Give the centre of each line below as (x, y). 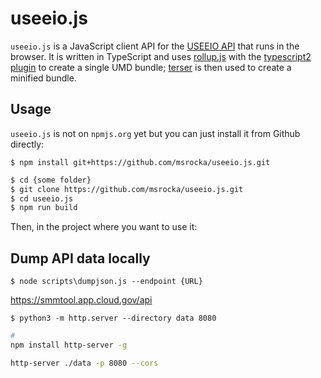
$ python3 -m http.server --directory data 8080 (113, 318)
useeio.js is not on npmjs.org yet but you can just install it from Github (155, 133)
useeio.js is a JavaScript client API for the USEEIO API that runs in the (155, 46)
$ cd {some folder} (51, 180)
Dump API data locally (80, 258)
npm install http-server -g (69, 345)
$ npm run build (44, 208)
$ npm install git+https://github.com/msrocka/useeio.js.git (140, 162)
